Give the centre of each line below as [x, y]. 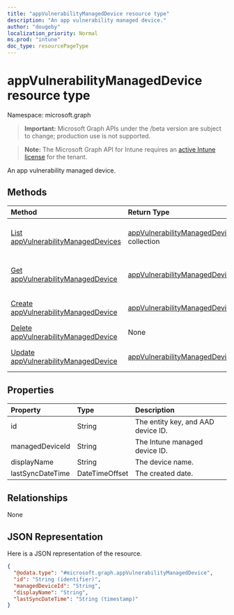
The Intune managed [169, 442]
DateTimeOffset [103, 473]
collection [144, 241]
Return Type [149, 212]
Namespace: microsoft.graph [49, 115]
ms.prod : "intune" [34, 40]
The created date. [164, 473]
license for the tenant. [56, 157]
